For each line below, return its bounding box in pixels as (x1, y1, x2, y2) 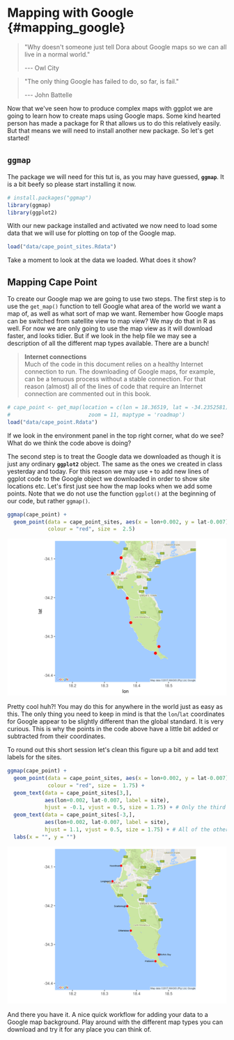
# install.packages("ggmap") (7, 194, 92, 201)
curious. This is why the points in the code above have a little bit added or (7, 725, 219, 733)
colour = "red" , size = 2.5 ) (47, 526, 136, 533)
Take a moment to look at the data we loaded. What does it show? (7, 256, 196, 264)
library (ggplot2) (7, 209, 58, 216)
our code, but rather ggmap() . (7, 496, 91, 505)
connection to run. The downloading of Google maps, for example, (24, 367, 216, 376)
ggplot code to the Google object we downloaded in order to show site (7, 474, 210, 482)
